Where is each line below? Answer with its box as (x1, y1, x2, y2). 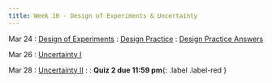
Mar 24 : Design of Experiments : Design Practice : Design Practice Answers (8, 34, 264, 44)
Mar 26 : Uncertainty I (8, 49, 82, 59)
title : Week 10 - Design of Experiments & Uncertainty (8, 11, 198, 20)
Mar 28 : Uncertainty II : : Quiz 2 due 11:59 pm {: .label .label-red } (8, 65, 227, 75)
